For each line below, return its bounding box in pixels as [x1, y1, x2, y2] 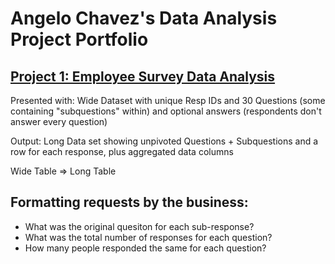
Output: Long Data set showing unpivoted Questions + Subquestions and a [10, 135, 319, 147]
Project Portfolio [10, 28, 149, 51]
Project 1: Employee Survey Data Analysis [10, 68, 276, 85]
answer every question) [10, 116, 108, 127]
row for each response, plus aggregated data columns [10, 146, 234, 157]
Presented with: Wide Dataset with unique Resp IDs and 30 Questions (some [10, 95, 326, 106]
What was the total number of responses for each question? [24, 231, 273, 243]
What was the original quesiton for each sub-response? [24, 220, 255, 232]
